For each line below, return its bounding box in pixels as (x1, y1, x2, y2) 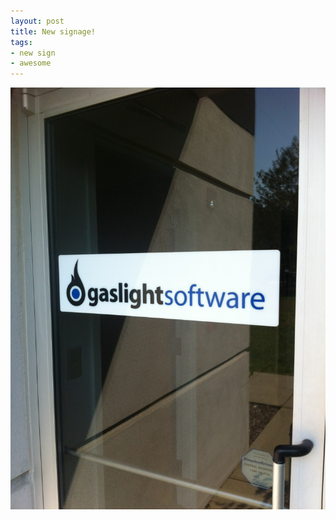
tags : (10, 37, 33, 47)
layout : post (10, 16, 65, 26)
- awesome (10, 58, 52, 69)
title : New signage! (10, 26, 97, 37)
